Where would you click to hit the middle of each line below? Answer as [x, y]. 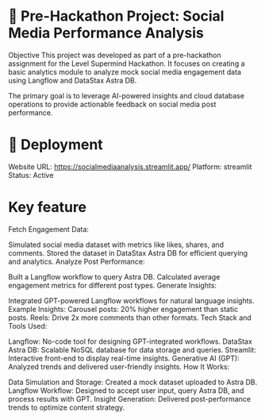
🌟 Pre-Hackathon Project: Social [116, 16]
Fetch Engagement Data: [49, 229]
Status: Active [31, 175]
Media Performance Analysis [106, 33]
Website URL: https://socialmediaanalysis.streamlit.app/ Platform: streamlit [130, 167]
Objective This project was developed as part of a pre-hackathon [115, 55]
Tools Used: [28, 326]
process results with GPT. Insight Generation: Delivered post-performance [130, 399]
